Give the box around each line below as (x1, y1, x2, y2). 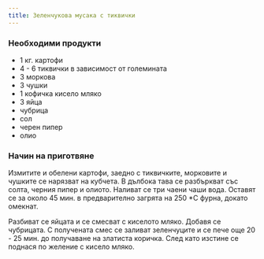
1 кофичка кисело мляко (19, 88, 102, 98)
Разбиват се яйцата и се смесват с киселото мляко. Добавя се (8, 217, 221, 227)
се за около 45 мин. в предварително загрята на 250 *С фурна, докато (8, 194, 248, 203)
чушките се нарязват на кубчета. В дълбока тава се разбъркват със (8, 176, 239, 186)
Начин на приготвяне (8, 150, 95, 161)
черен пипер (19, 122, 63, 131)
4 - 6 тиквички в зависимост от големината (19, 64, 168, 73)
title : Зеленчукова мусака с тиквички (8, 11, 136, 20)
